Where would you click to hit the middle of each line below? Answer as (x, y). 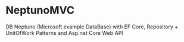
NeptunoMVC (40, 10)
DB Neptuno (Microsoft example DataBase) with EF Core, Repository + (92, 27)
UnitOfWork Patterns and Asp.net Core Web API (64, 33)
